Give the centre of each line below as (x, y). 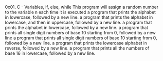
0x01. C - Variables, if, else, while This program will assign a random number (82, 7)
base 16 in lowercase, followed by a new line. (50, 53)
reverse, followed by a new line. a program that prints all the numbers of (77, 48)
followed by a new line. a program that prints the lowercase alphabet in (76, 43)
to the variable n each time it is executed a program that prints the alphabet (80, 12)
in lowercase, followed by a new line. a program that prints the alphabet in (79, 17)
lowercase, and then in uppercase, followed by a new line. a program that (79, 22)
